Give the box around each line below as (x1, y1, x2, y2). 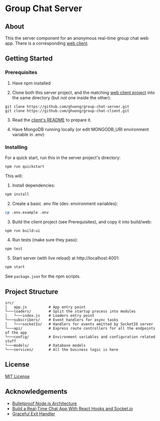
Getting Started (5, 55, 53, 63)
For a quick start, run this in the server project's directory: (5, 154, 121, 161)
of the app (5, 330, 27, 335)
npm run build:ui (5, 228, 40, 233)
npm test (5, 246, 23, 251)
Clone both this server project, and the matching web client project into (12, 90, 155, 95)
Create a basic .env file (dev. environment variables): (12, 201, 118, 206)
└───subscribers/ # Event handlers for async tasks (5, 317, 119, 323)
